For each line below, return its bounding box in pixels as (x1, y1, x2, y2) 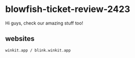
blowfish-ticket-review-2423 (5, 3, 130, 15)
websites (5, 34, 35, 43)
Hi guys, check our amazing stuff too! (5, 20, 83, 26)
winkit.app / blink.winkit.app (5, 47, 71, 53)
